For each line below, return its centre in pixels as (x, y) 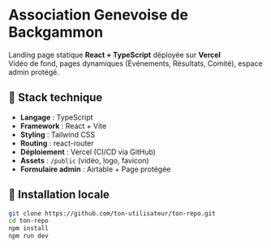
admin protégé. (34, 72)
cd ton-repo (28, 221)
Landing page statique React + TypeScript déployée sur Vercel (115, 54)
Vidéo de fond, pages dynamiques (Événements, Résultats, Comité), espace (135, 63)
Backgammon (56, 32)
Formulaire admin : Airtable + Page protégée (95, 169)
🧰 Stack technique (56, 98)
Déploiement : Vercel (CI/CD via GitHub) (88, 151)
